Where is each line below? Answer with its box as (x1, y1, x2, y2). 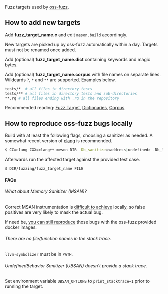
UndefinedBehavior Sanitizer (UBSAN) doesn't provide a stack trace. (5, 262, 147, 269)
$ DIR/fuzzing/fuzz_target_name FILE (5, 166, 84, 171)
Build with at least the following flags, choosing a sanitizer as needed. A (5, 132, 153, 139)
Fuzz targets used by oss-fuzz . (5, 4, 69, 10)
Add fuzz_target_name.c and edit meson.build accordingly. (5, 32, 128, 38)
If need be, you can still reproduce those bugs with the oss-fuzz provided (5, 219, 157, 225)
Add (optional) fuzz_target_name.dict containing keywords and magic (5, 56, 151, 62)
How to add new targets (5, 18, 81, 27)
